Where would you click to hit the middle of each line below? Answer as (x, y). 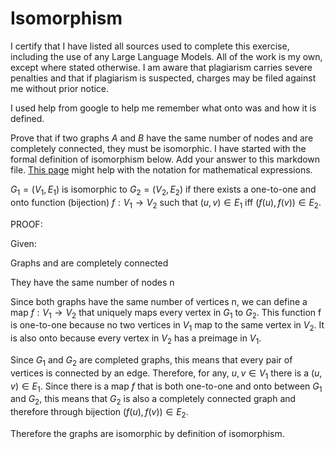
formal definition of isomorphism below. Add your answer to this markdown (165, 159)
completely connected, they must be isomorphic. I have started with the (158, 148)
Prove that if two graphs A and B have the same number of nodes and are (162, 138)
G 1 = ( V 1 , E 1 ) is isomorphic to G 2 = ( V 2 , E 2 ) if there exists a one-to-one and (163, 190)
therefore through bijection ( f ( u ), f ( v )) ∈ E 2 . (99, 413)
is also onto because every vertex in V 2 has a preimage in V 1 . (136, 339)
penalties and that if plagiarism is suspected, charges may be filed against (163, 78)
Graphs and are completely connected (89, 263)
